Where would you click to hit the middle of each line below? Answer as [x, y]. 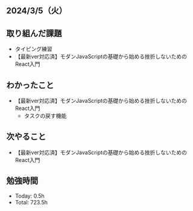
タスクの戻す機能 [45, 116]
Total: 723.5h [31, 202]
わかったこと [30, 85]
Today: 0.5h [30, 196]
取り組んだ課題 [34, 33]
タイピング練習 [33, 49]
